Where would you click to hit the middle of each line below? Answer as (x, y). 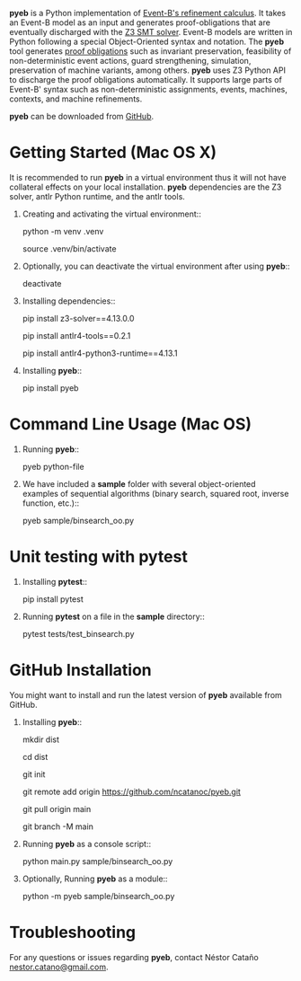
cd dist (35, 756)
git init (34, 774)
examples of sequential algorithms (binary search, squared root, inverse (155, 493)
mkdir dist (41, 739)
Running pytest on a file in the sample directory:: (113, 616)
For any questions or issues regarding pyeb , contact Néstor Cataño (134, 957)
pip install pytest (53, 599)
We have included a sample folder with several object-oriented (139, 483)
